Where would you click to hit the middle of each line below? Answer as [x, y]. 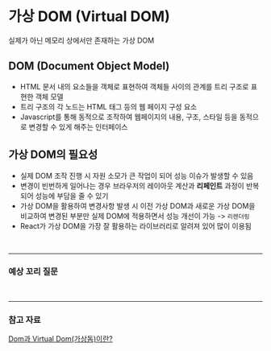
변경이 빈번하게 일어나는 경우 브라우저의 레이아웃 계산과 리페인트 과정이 [132, 185]
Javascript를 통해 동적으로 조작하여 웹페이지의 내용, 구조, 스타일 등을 [129, 117]
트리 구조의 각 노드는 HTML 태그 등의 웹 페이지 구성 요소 [108, 106]
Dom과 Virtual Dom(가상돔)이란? [60, 339]
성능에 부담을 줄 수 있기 [72, 196]
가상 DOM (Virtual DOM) [90, 17]
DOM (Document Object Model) [89, 66]
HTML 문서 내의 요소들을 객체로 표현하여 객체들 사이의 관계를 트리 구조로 [134, 86]
